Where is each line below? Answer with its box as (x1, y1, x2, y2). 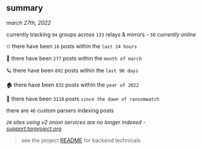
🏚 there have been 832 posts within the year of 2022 (6, 81, 139, 88)
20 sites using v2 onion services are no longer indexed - (6, 119, 146, 126)
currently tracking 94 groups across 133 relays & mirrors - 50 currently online (6, 31, 197, 38)
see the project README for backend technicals (21, 137, 141, 144)
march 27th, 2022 (6, 19, 51, 26)
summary (6, 3, 44, 13)
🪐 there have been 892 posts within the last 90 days (6, 67, 138, 74)
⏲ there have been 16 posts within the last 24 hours (6, 42, 137, 50)
